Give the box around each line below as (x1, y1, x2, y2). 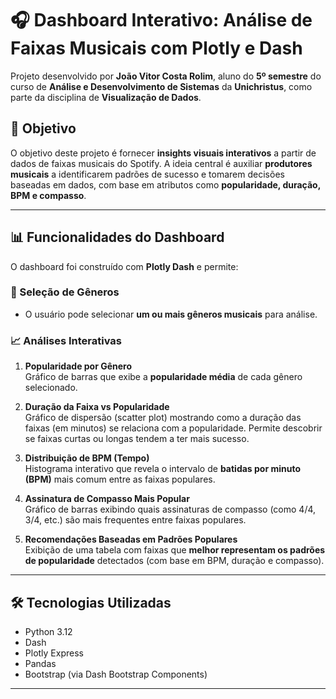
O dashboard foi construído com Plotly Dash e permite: (10, 260, 239, 272)
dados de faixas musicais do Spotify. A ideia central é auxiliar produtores (10, 157, 313, 169)
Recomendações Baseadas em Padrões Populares (24, 533, 238, 546)
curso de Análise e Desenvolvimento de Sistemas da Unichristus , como (10, 80, 313, 92)
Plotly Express (24, 647, 84, 659)
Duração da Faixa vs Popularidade (24, 401, 170, 413)
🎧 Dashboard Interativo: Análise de (10, 9, 313, 32)
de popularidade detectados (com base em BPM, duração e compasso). (24, 555, 325, 567)
